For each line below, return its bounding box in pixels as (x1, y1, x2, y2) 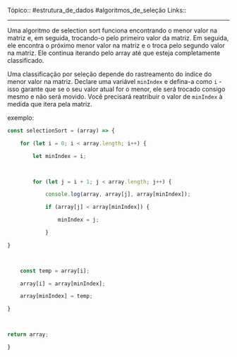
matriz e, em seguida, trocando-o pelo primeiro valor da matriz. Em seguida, (7, 34, 229, 42)
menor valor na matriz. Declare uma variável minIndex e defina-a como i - (7, 78, 222, 85)
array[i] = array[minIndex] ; (20, 280, 106, 287)
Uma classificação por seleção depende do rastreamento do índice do (7, 70, 212, 78)
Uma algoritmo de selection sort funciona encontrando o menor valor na (7, 26, 217, 35)
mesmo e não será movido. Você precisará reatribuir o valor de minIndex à (7, 92, 223, 101)
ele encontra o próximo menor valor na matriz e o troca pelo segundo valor (7, 42, 226, 49)
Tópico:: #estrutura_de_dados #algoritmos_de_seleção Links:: (7, 6, 187, 14)
